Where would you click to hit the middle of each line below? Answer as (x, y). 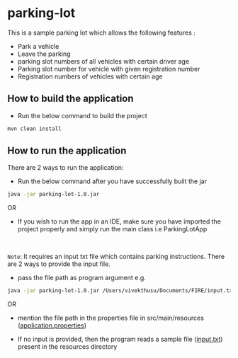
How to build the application (70, 99)
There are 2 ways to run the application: (66, 168)
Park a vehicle (38, 46)
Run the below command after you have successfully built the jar (112, 181)
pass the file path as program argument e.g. (82, 278)
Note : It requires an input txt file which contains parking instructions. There (116, 257)
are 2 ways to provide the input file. (59, 264)
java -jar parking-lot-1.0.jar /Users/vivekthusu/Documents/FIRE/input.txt (121, 291)
